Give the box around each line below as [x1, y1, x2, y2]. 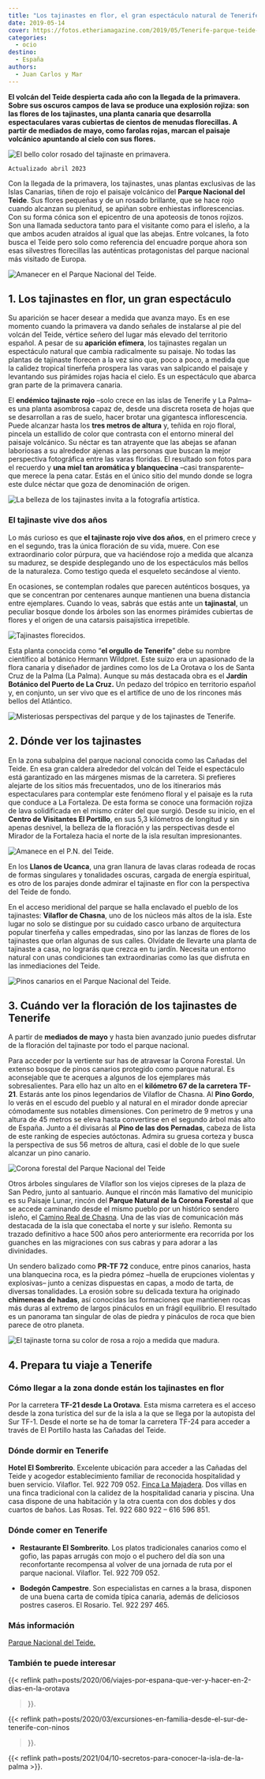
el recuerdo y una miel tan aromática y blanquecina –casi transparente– [8, 463, 244, 473]
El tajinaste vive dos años [8, 514, 108, 526]
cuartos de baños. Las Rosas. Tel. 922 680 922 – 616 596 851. [8, 1505, 211, 1514]
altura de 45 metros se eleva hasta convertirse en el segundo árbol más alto [8, 1115, 256, 1125]
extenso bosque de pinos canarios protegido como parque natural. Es [8, 1065, 235, 1074]
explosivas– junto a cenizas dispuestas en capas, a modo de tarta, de [8, 1278, 234, 1288]
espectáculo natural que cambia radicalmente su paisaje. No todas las [8, 347, 237, 356]
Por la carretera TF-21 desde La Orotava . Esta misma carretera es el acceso [8, 1400, 256, 1410]
